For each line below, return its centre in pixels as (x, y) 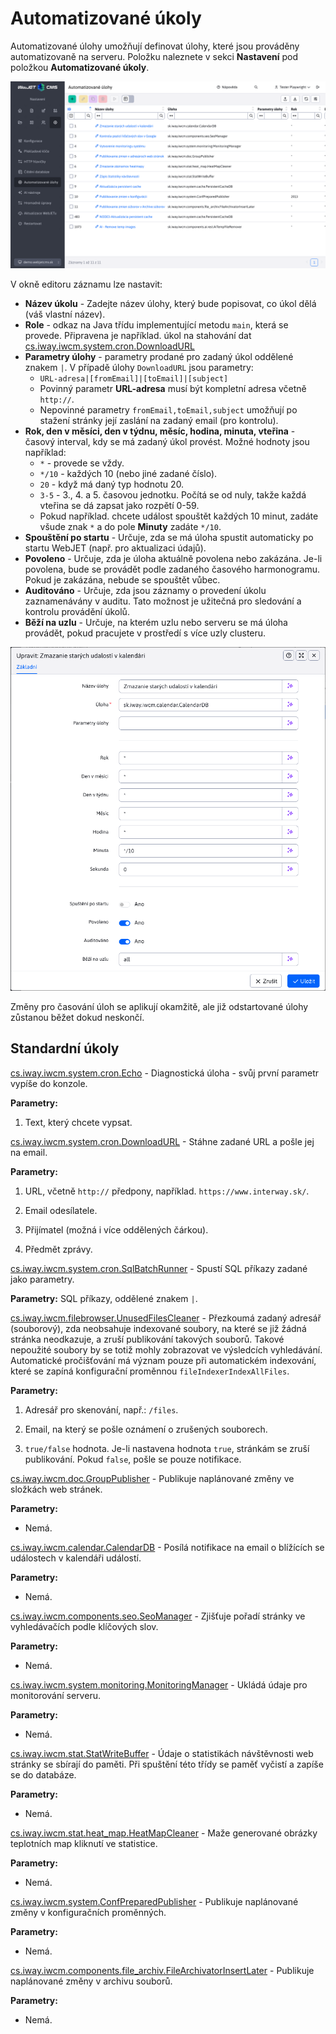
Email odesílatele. (61, 1210)
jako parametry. (42, 1279)
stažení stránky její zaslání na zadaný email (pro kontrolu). (159, 421)
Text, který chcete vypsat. (78, 1122)
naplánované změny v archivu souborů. (91, 1981)
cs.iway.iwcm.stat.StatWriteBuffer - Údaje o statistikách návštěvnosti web (162, 1753)
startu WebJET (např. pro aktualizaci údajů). (115, 548)
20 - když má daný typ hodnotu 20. (112, 484)
